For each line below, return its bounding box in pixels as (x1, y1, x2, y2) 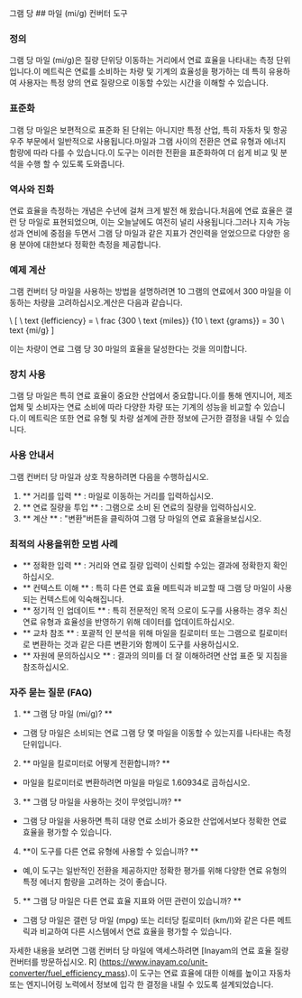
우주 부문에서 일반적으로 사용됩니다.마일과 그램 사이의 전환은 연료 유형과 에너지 (9, 135, 287, 146)
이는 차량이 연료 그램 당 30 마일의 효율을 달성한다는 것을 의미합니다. (9, 344, 248, 355)
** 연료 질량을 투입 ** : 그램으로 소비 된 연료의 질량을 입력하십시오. (22, 502, 257, 513)
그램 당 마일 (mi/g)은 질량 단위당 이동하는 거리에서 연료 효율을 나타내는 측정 (9, 55, 275, 66)
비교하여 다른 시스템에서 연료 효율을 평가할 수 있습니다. (39, 926, 233, 937)
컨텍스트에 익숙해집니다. (39, 594, 124, 605)
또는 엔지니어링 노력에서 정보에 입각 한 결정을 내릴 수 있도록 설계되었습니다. (9, 979, 274, 990)
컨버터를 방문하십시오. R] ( (9, 956, 102, 967)
